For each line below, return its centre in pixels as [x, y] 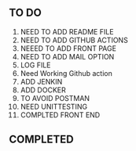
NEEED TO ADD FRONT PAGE [68, 48]
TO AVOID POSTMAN [55, 98]
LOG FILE [35, 65]
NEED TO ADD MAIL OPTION [67, 56]
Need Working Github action [66, 73]
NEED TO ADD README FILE [67, 31]
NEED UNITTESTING [54, 106]
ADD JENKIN [41, 81]
